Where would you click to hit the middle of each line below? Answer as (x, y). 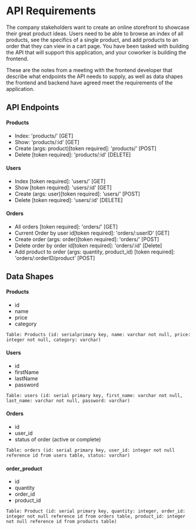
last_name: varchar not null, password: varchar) (68, 401)
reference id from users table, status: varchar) (68, 455)
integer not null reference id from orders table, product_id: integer (96, 516)
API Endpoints (33, 108)
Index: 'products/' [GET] (44, 136)
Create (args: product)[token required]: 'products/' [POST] (86, 148)
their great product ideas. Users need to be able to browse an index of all (95, 33)
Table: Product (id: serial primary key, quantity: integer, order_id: (96, 511)
